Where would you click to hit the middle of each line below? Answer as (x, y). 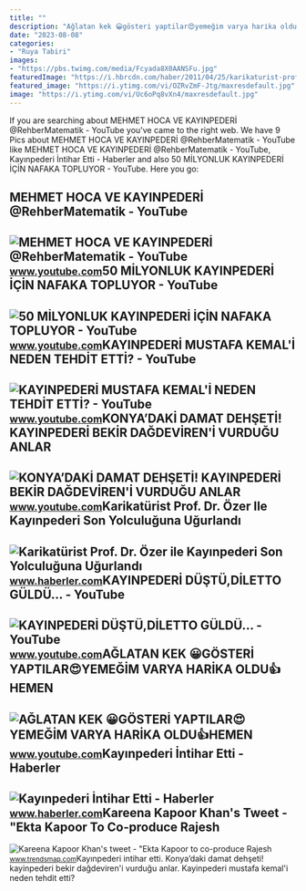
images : (24, 60)
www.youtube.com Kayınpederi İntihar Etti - (127, 753)
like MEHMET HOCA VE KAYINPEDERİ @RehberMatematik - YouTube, (140, 149)
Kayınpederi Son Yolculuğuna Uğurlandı (125, 521)
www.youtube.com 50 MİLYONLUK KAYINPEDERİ (142, 271)
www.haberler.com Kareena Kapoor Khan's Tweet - (149, 813)
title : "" (28, 18)
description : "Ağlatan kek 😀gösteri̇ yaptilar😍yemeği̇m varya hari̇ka (143, 26)
